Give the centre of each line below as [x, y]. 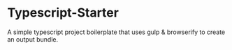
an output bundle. [32, 39]
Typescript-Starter [63, 13]
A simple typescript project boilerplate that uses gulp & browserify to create [116, 32]
